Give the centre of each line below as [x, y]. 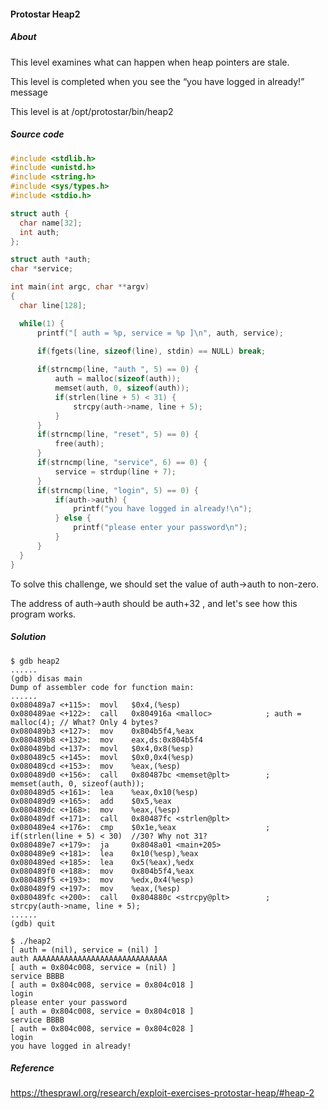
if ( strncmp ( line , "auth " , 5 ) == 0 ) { [117, 370]
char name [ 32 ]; [51, 223]
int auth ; [39, 232]
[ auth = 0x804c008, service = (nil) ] [93, 967]
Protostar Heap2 [45, 14]
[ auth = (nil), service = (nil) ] [84, 950]
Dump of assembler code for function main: [102, 687]
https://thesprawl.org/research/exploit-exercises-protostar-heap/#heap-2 [162, 1093]
